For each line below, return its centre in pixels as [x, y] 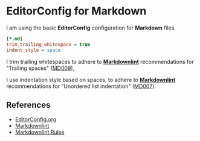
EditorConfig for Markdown [76, 11]
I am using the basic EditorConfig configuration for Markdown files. [91, 28]
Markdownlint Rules [40, 132]
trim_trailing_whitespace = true [48, 44]
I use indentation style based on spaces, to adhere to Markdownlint [91, 80]
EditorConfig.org [36, 119]
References [28, 105]
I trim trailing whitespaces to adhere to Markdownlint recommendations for [100, 61]
